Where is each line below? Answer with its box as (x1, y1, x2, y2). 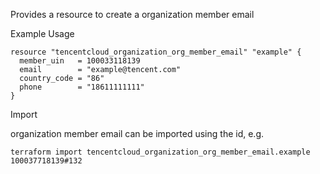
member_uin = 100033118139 (19, 56, 141, 66)
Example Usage (10, 28, 75, 39)
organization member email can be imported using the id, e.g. (10, 128, 265, 139)
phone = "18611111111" (19, 82, 145, 92)
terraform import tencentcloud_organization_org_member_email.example (10, 147, 311, 157)
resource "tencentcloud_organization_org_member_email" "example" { (10, 47, 302, 57)
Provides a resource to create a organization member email (10, 9, 255, 20)
